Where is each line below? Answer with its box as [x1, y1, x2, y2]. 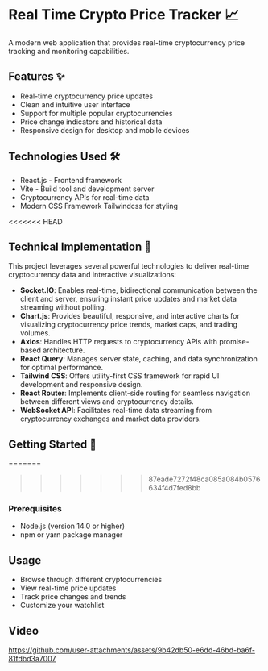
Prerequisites [8, 503, 62, 515]
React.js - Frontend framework [19, 175, 122, 185]
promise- [218, 337, 249, 347]
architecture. [43, 345, 85, 355]
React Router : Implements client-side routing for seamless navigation [19, 388, 251, 398]
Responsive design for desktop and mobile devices [19, 125, 190, 135]
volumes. [19, 328, 51, 338]
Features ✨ [8, 69, 65, 84]
